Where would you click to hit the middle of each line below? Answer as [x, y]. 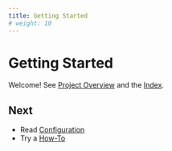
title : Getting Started [48, 16]
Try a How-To [43, 138]
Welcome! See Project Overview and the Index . [86, 85]
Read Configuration [52, 130]
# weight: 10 [30, 23]
